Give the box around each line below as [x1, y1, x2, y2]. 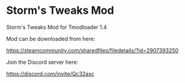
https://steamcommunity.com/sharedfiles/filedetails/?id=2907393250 [6, 46, 179, 54]
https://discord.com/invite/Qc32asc [6, 70, 95, 77]
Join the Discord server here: [6, 58, 79, 66]
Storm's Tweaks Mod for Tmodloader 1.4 [6, 23, 107, 31]
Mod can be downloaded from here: [6, 35, 96, 42]
